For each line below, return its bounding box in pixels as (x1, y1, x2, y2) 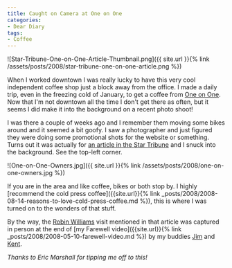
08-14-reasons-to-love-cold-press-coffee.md (7, 197, 139, 205)
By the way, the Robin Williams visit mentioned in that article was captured (7, 217, 220, 226)
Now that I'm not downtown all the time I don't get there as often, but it (7, 98, 209, 106)
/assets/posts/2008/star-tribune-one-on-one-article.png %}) (7, 62, 182, 71)
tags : (7, 29, 23, 37)
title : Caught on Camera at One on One (7, 10, 123, 17)
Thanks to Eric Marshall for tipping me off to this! (7, 253, 148, 262)
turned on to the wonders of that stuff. (7, 204, 116, 213)
